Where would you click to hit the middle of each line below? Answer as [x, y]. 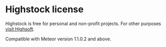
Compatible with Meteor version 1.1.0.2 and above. [58, 39]
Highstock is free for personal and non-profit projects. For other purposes [83, 24]
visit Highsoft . [20, 29]
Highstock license [44, 9]
